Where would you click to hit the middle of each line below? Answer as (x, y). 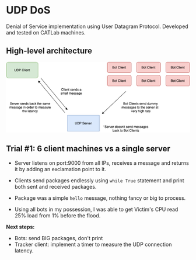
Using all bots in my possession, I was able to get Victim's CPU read (96, 209)
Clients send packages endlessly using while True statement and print (99, 180)
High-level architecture (49, 51)
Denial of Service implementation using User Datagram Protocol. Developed (97, 26)
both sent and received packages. (55, 186)
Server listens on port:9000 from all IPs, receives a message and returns (102, 163)
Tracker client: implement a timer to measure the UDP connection (93, 244)
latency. (24, 250)
